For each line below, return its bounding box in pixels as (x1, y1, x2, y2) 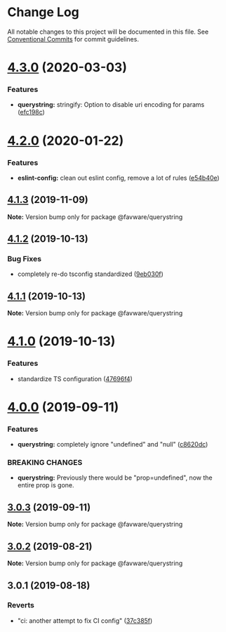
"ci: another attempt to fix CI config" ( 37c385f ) (17, 616, 153, 625)
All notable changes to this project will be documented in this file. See (7, 27, 209, 36)
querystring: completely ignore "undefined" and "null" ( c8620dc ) (17, 440, 208, 449)
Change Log (7, 4, 79, 20)
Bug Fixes (7, 254, 42, 264)
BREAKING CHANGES (7, 458, 83, 468)
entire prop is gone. (17, 481, 75, 489)
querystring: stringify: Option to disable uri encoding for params (17, 100, 205, 109)
